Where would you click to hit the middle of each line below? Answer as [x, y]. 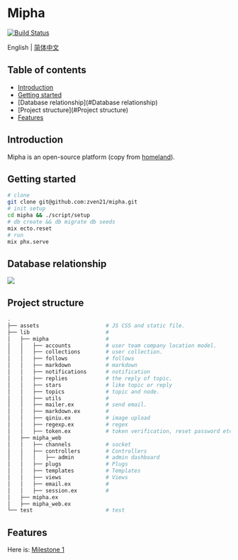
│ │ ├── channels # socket [69, 444]
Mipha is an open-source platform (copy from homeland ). [91, 157]
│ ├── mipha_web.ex [39, 504]
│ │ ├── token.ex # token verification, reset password [114, 431]
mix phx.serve [28, 242]
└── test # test [66, 510]
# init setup [27, 209]
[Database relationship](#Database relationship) [87, 102]
